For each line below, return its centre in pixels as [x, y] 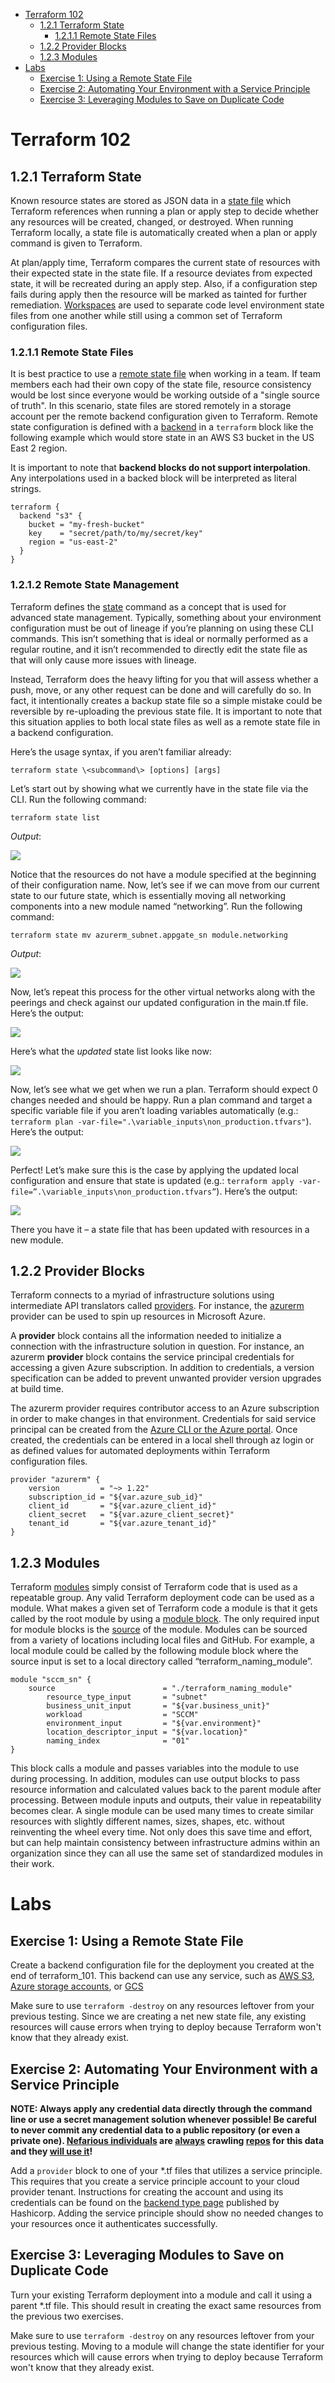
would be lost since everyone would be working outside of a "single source [165, 395]
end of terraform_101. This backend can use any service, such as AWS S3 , [162, 1976]
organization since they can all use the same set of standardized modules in [166, 1853]
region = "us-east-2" [73, 542]
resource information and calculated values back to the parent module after [166, 1790]
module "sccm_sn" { [51, 1680]
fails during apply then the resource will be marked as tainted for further [159, 294]
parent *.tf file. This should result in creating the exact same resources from [166, 2305]
